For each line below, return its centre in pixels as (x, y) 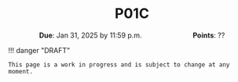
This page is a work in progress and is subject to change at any (119, 64)
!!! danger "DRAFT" (39, 50)
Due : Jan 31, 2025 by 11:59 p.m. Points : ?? (132, 35)
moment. (21, 71)
